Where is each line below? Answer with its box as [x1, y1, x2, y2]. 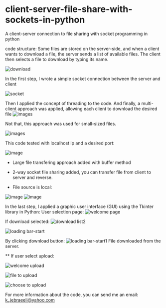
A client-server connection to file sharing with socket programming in [5, 30, 148, 36]
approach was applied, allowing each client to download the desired [17, 105, 158, 111]
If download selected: [5, 218, 50, 224]
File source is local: [12, 184, 52, 190]
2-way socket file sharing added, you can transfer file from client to [12, 169, 151, 175]
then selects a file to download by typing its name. [5, 56, 109, 62]
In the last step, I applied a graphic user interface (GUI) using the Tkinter [5, 203, 154, 209]
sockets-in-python [5, 14, 85, 25]
